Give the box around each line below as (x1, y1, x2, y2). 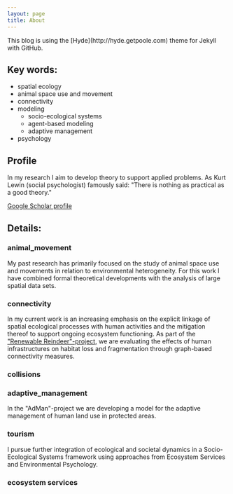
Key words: (7, 64, 58, 76)
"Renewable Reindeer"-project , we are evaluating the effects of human (7, 337, 211, 345)
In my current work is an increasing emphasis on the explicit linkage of (7, 315, 211, 323)
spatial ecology (17, 82, 62, 91)
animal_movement (7, 243, 72, 253)
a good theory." (7, 188, 52, 197)
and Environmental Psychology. (7, 460, 98, 468)
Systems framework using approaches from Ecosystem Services (38, 453, 226, 461)
